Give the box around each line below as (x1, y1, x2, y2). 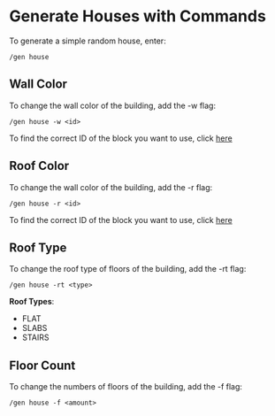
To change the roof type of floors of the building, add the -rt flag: (9, 264, 247, 274)
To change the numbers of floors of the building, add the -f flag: (9, 381, 243, 392)
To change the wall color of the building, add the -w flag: (9, 100, 217, 111)
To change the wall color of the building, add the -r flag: (9, 181, 213, 192)
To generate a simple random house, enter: (9, 35, 166, 46)
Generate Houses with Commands (9, 6, 267, 27)
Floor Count (9, 358, 76, 373)
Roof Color (9, 158, 70, 173)
